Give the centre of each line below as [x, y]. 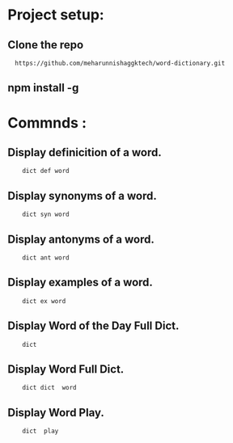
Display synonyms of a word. [82, 196]
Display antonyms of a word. [81, 239]
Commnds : [47, 122]
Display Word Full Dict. [66, 369]
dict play [40, 431]
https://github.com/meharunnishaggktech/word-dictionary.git [120, 63]
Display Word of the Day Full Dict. [93, 326]
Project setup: [56, 15]
